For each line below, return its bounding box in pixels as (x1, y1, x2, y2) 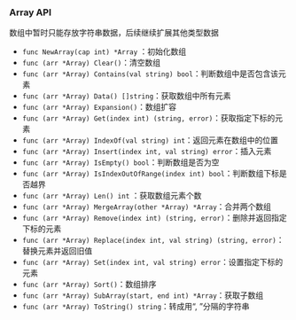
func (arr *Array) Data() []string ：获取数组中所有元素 (21, 90, 232, 101)
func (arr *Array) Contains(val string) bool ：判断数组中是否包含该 (21, 68, 279, 79)
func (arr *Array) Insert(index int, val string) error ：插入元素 (21, 146, 272, 157)
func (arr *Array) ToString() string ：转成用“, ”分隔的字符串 (21, 301, 250, 312)
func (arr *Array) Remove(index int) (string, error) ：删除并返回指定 (21, 213, 287, 223)
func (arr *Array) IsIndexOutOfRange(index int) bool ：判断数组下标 (21, 168, 279, 179)
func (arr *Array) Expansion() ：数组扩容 (21, 102, 177, 113)
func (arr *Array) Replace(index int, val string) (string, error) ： (21, 235, 284, 246)
